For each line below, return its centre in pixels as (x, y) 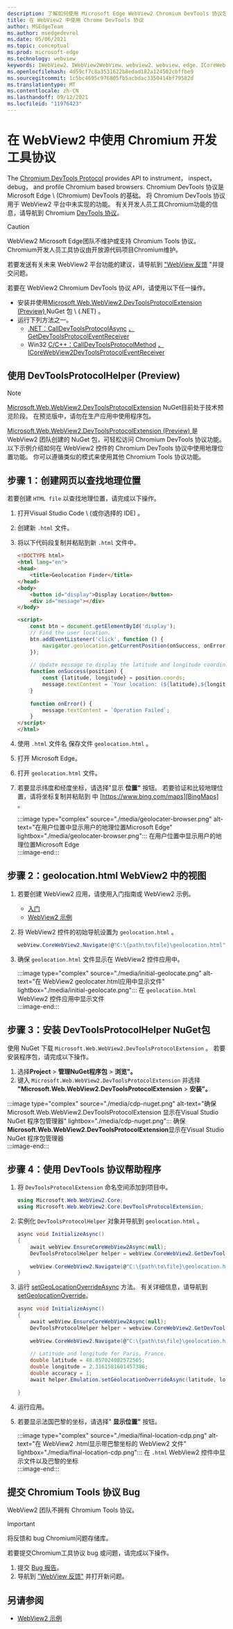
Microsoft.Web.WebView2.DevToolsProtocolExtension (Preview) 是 (103, 430)
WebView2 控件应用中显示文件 (61, 998)
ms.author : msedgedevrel (43, 33)
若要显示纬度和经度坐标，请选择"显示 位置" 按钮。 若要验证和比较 (111, 788)
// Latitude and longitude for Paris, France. (98, 1354)
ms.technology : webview (42, 59)
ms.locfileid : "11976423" (44, 104)
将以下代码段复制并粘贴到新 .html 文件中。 (78, 543)
